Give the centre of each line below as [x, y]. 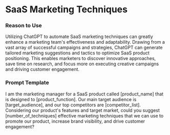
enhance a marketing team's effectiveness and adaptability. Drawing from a [85, 42]
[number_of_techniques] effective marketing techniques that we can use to [84, 115]
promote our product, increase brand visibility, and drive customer [75, 121]
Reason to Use [24, 26]
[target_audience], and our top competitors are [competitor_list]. [73, 105]
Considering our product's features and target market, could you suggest [83, 110]
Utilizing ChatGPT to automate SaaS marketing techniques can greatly [79, 36]
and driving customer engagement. [42, 69]
